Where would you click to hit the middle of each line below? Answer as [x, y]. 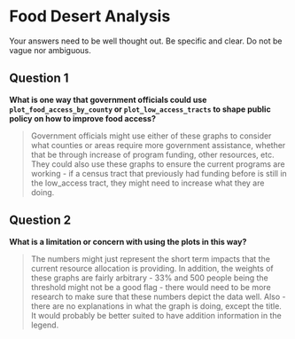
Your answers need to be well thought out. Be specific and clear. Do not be [146, 41]
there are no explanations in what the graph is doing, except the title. [156, 306]
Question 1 [39, 79]
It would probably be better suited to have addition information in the [156, 315]
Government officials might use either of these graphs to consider [151, 136]
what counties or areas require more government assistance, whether [158, 145]
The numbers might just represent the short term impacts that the [150, 258]
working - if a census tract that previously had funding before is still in [159, 173]
